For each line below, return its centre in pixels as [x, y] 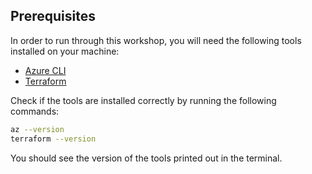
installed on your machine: [65, 51]
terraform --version [53, 139]
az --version [37, 129]
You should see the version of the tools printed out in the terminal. [146, 158]
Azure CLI [45, 70]
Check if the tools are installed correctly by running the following [143, 100]
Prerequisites [53, 16]
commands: [35, 111]
